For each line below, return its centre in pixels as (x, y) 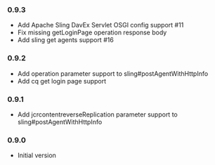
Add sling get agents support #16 (65, 40)
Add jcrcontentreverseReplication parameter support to (97, 114)
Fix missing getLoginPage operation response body (92, 32)
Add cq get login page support (62, 81)
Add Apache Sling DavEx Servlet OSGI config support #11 (100, 25)
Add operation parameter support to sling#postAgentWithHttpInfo (113, 73)
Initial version (37, 155)
